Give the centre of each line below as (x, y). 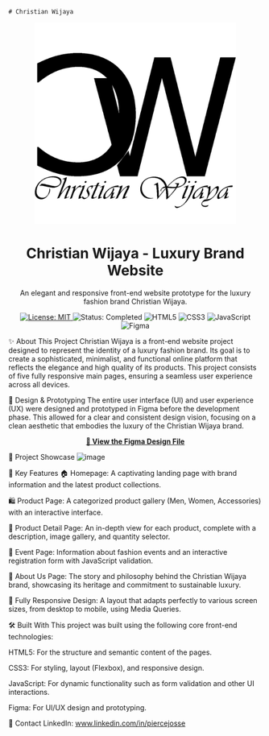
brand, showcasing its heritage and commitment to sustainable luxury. (125, 585)
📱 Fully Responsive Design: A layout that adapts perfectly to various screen (133, 600)
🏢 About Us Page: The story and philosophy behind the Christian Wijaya (128, 576)
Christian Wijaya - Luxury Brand (135, 254)
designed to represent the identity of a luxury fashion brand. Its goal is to (129, 350)
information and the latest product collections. (85, 484)
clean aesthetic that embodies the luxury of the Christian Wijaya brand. (126, 425)
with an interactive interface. (56, 512)
